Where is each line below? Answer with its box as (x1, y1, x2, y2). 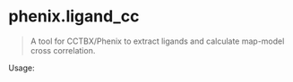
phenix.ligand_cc (8, 6, 140, 27)
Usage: (8, 62, 35, 73)
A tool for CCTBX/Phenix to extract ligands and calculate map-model (30, 36, 285, 46)
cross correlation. (30, 45, 96, 55)
